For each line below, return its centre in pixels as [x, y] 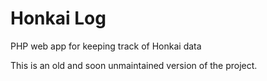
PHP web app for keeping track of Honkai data [106, 46]
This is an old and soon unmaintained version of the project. [134, 65]
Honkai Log [58, 18]
